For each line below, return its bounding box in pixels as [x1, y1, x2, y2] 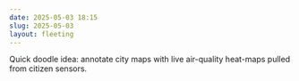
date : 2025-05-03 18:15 [9, 12, 98, 22]
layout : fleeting [9, 29, 74, 38]
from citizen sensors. [9, 63, 88, 74]
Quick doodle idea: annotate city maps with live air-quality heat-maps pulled [9, 54, 291, 65]
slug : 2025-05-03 [9, 21, 74, 30]
